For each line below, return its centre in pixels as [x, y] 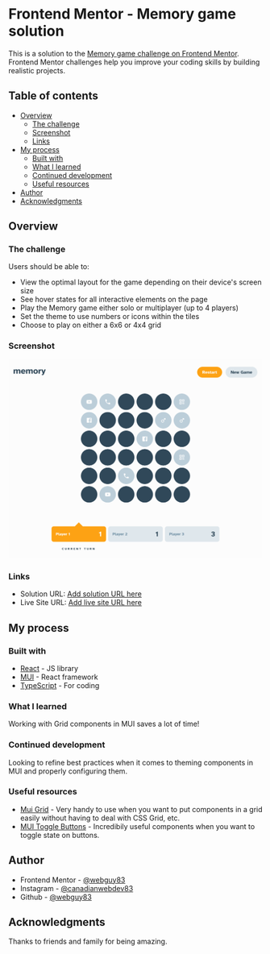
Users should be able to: [49, 267]
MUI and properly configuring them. [68, 771]
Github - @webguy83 [56, 897]
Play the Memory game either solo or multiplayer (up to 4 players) [129, 308]
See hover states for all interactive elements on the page [114, 300]
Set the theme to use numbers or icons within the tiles [110, 317]
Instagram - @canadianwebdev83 [77, 888]
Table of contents [53, 96]
